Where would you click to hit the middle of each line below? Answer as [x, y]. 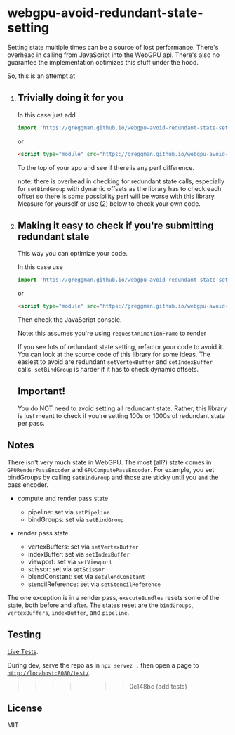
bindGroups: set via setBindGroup [76, 519]
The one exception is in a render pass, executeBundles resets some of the [113, 597]
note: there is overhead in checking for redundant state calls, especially [121, 181]
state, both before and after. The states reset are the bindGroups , [100, 605]
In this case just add [46, 115]
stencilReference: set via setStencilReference [94, 584]
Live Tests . [23, 651]
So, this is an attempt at [41, 76]
